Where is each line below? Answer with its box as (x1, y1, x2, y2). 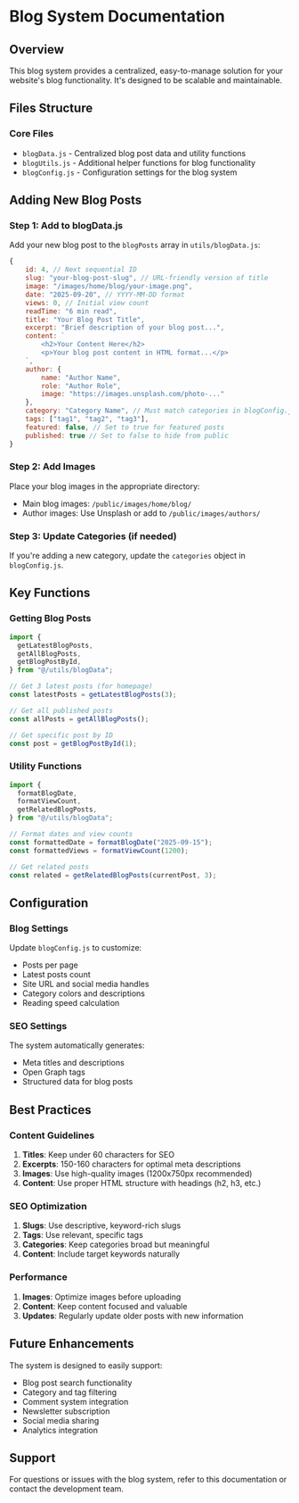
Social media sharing (21, 1415, 100, 1425)
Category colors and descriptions (21, 988, 145, 999)
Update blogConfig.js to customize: (9, 942, 142, 953)
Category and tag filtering (21, 1386, 117, 1398)
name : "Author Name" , (41, 373, 122, 382)
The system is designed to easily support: (9, 1359, 163, 1371)
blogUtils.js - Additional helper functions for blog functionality (21, 157, 256, 168)
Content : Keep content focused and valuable (21, 1300, 188, 1311)
